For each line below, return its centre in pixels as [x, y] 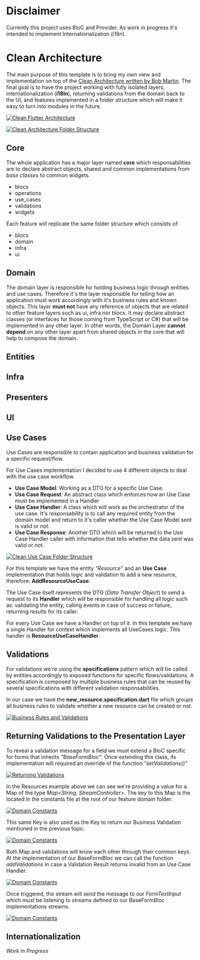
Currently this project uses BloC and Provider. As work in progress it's [92, 27]
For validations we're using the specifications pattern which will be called [97, 669]
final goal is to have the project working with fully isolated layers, [86, 87]
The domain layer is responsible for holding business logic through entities [98, 287]
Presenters [27, 397]
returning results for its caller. [42, 611]
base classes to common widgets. [48, 175]
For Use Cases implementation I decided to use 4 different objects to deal [97, 470]
